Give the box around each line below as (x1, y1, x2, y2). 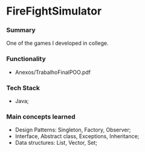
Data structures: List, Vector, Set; (14, 139, 98, 147)
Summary (6, 26, 36, 35)
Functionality (6, 55, 47, 63)
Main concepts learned (6, 113, 76, 121)
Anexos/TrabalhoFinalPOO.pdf (14, 68, 91, 76)
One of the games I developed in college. (6, 39, 109, 47)
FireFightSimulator (6, 4, 102, 18)
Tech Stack (6, 84, 40, 92)
